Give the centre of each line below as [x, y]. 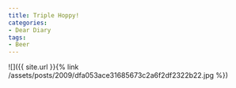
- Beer [19, 45]
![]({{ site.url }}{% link [44, 67]
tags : [17, 37]
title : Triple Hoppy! [44, 15]
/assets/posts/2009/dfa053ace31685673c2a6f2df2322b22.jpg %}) [118, 75]
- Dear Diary [30, 30]
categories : [28, 23]
